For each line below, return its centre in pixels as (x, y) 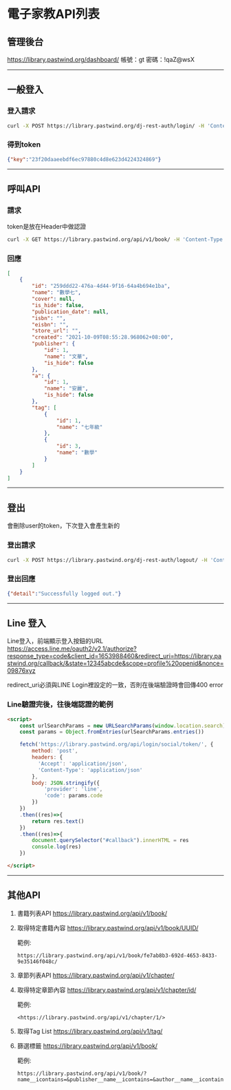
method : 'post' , (55, 751)
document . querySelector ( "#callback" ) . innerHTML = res (110, 841)
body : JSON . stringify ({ (66, 783)
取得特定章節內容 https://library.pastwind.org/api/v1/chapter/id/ (107, 989)
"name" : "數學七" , (56, 293)
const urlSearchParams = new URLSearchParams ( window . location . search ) (123, 726)
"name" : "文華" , (66, 356)
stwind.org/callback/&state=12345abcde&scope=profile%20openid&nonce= (115, 663)
